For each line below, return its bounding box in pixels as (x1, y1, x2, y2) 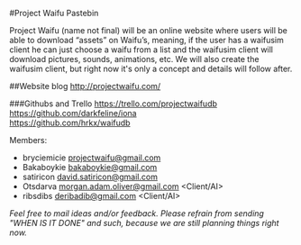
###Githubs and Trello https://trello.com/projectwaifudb (9, 98, 218, 109)
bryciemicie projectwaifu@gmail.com (22, 152, 161, 163)
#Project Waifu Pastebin (9, 8, 99, 18)
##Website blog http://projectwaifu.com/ (9, 81, 161, 91)
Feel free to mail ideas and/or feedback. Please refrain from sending (9, 208, 264, 219)
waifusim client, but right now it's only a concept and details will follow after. (9, 63, 293, 74)
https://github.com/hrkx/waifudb (9, 117, 131, 128)
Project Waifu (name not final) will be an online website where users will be (9, 25, 288, 35)
